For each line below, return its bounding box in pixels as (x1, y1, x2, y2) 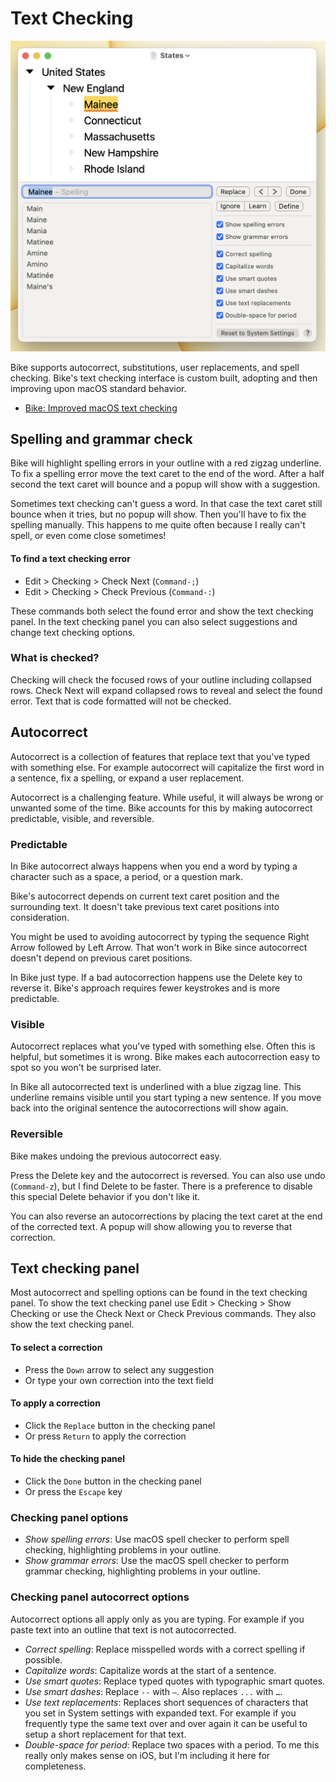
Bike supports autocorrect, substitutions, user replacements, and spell (10, 361, 300, 373)
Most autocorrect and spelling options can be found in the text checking (10, 1287, 308, 1299)
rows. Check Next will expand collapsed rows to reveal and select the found (10, 684, 323, 696)
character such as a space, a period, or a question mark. (10, 870, 244, 882)
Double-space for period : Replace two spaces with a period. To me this (24, 1738, 320, 1751)
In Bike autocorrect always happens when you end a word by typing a (10, 860, 298, 872)
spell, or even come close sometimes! (10, 530, 167, 542)
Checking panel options (10, 1510, 129, 1524)
